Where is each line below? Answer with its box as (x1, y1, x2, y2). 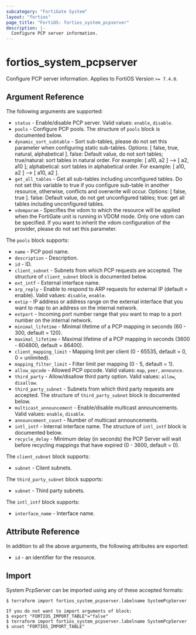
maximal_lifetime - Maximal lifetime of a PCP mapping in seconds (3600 (14, 335, 190, 342)
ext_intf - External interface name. (14, 279, 101, 286)
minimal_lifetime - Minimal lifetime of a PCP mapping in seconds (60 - (14, 322, 186, 330)
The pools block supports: (6, 236, 69, 244)
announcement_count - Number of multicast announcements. (14, 416, 159, 424)
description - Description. (14, 254, 78, 261)
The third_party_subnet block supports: (6, 475, 104, 482)
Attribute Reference (6, 527, 80, 537)
